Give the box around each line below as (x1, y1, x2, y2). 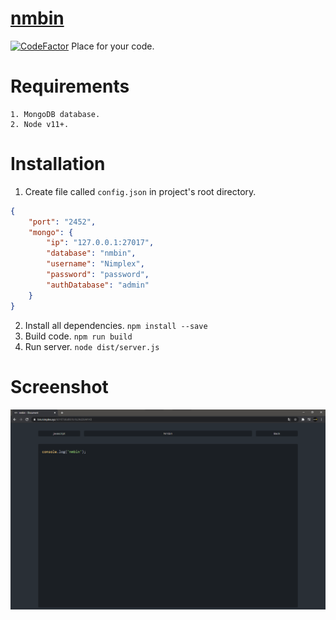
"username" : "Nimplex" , (46, 259, 145, 269)
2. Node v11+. (10, 119, 70, 129)
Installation (10, 153, 106, 176)
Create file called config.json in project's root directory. (24, 185, 257, 197)
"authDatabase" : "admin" (46, 280, 150, 290)
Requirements (10, 75, 130, 98)
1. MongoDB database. (10, 109, 101, 119)
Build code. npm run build (24, 330, 133, 342)
